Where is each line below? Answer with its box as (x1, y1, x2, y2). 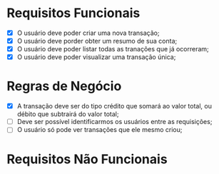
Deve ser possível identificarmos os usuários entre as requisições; (16, 118, 213, 126)
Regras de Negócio (6, 78, 122, 94)
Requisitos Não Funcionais (6, 151, 168, 167)
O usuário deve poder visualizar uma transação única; (16, 53, 176, 61)
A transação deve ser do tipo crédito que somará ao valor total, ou (16, 102, 212, 111)
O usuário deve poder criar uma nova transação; (16, 29, 160, 37)
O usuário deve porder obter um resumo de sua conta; (16, 37, 178, 45)
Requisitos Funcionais (6, 5, 141, 21)
